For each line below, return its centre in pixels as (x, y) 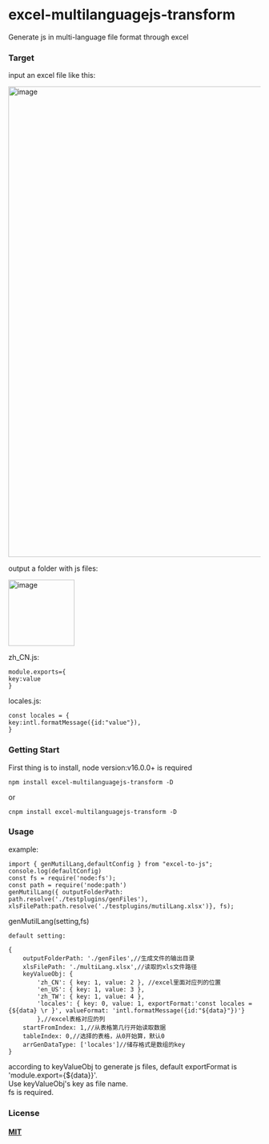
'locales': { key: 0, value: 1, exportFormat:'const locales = (145, 1004)
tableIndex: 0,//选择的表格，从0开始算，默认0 (94, 1036)
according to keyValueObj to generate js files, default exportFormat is (123, 1066)
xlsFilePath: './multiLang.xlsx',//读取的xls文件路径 (110, 967)
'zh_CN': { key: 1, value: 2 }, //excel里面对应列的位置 (129, 982)
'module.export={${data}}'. (53, 1075)
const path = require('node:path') (68, 885)
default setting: (37, 936)
